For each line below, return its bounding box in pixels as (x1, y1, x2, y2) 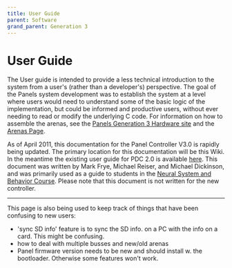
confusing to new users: (7, 211, 76, 220)
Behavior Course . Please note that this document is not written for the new (7, 177, 220, 185)
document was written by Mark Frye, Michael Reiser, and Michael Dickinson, (7, 162, 224, 171)
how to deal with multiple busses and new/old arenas (17, 240, 169, 248)
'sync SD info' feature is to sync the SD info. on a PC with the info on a (17, 225, 218, 233)
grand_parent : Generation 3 (7, 23, 88, 30)
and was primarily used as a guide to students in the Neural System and (7, 170, 212, 178)
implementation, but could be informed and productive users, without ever (7, 105, 219, 113)
